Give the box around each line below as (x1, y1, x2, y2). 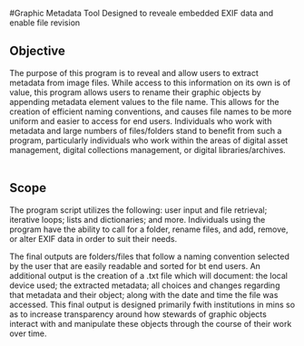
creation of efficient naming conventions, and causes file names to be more (9, 106, 292, 117)
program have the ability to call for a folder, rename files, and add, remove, (9, 224, 289, 235)
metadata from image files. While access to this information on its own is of (9, 77, 291, 88)
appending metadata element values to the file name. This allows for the (9, 96, 279, 107)
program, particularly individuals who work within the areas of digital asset (9, 135, 289, 146)
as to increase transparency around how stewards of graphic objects (9, 308, 268, 320)
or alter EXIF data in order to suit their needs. (9, 233, 178, 244)
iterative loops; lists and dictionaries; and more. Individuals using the (9, 214, 266, 225)
